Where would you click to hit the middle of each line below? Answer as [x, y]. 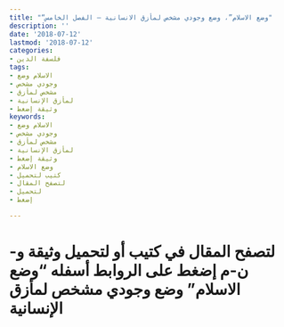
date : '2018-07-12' [45, 34]
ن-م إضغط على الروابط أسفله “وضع [129, 270]
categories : [31, 51]
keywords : [28, 117]
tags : [19, 68]
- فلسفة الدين [36, 59]
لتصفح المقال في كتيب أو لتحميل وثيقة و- [142, 252]
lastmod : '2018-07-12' [51, 42]
